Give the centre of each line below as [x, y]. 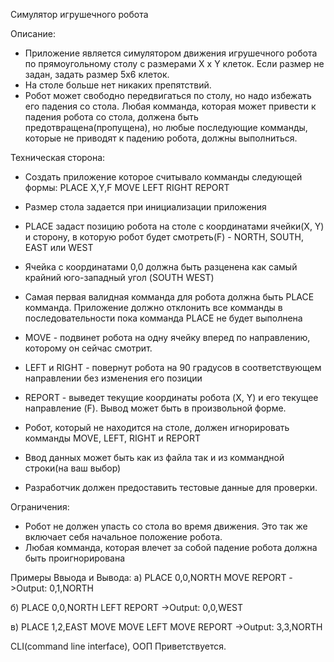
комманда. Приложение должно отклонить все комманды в [153, 307]
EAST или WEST [59, 247]
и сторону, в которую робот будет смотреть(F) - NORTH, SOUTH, [164, 237]
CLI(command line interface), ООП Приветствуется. [118, 646]
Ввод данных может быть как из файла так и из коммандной [154, 457]
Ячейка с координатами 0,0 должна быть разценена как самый [161, 267]
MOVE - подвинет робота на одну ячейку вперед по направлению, [167, 337]
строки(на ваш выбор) [73, 468]
